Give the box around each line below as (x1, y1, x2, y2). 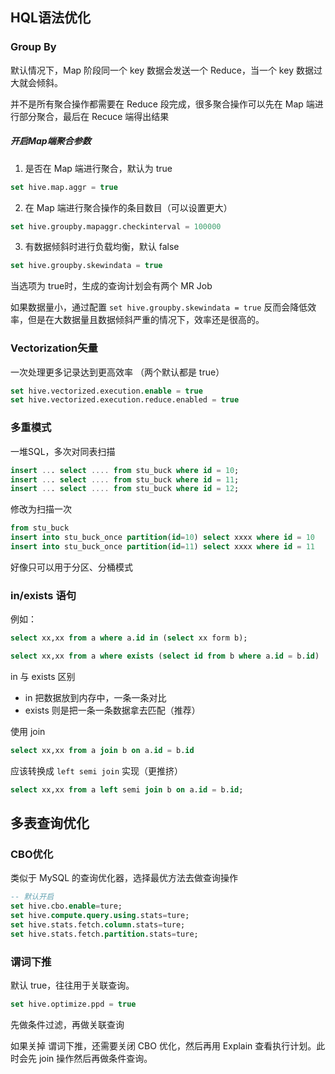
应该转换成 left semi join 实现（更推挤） (10, 764, 184, 777)
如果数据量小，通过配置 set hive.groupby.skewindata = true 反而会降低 (10, 301, 308, 313)
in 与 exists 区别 (10, 670, 76, 682)
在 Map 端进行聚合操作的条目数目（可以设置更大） (24, 201, 233, 213)
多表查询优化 (10, 815, 90, 832)
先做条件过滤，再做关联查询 (10, 1018, 125, 1030)
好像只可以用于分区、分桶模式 (10, 561, 133, 573)
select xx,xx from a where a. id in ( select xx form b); (10, 633, 248, 643)
